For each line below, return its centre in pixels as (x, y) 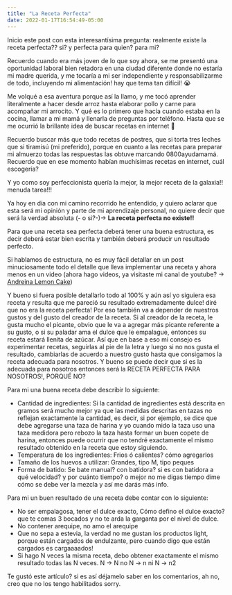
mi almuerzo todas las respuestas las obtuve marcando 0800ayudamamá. (113, 154)
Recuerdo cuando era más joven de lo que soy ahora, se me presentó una (113, 60)
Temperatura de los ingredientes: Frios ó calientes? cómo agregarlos (115, 455)
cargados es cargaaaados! (55, 548)
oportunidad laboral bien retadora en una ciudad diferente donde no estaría (115, 68)
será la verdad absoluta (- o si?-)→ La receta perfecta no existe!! (101, 218)
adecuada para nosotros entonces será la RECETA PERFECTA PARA (104, 369)
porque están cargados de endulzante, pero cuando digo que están (114, 540)
